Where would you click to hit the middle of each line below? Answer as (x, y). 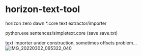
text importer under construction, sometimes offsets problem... (71, 43)
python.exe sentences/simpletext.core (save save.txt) (62, 33)
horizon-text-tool (43, 9)
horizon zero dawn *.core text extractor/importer (56, 23)
